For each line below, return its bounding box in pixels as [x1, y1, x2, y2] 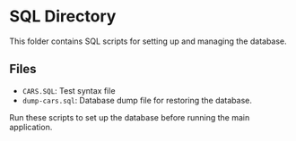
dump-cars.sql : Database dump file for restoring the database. [22, 95, 253, 105]
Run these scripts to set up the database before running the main [9, 112, 250, 122]
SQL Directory [9, 6, 117, 27]
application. [9, 121, 53, 132]
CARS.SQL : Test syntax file [22, 85, 116, 95]
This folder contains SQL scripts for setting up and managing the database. [9, 36, 287, 46]
